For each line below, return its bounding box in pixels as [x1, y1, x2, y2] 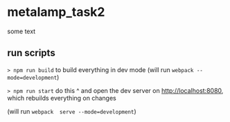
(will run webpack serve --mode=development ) [7, 107, 136, 115]
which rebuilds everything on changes [7, 94, 116, 102]
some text [7, 27, 36, 35]
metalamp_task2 [7, 4, 105, 20]
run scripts [7, 47, 55, 59]
